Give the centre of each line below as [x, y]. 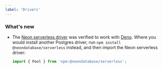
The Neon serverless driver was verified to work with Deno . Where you [84, 37]
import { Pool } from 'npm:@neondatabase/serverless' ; [69, 61]
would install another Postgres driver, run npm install [67, 42]
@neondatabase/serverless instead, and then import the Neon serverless [85, 47]
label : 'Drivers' [23, 9]
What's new [20, 26]
